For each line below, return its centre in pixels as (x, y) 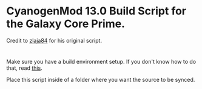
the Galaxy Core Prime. (66, 24)
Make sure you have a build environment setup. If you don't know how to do (101, 62)
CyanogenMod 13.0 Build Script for (96, 11)
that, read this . (24, 68)
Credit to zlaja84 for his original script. (54, 40)
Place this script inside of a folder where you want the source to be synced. (101, 80)
